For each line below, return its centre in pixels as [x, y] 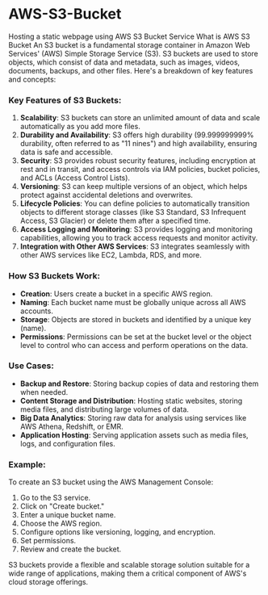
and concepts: [32, 79]
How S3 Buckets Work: [54, 276]
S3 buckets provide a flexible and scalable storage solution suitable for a [129, 565]
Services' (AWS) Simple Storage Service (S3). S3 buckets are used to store [133, 53]
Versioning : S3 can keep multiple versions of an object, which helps [134, 186]
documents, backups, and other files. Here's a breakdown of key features [131, 70]
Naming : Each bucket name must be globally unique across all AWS [133, 302]
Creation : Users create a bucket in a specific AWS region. [116, 293]
